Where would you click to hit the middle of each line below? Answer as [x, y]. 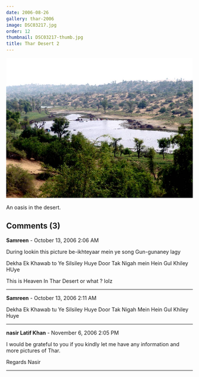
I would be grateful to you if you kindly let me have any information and [93, 344]
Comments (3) [33, 226]
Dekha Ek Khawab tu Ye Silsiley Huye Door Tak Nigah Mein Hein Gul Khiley [97, 309]
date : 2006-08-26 [28, 12]
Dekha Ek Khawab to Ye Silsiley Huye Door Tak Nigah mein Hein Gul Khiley [97, 263]
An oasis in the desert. [33, 207]
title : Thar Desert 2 [33, 44]
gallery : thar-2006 [30, 19]
